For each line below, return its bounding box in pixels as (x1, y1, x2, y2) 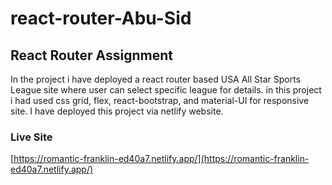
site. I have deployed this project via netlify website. (10, 105, 224, 117)
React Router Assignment (10, 47, 173, 64)
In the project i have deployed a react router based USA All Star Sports (10, 73, 302, 85)
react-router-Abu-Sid (10, 7, 192, 30)
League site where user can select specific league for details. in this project (10, 84, 322, 96)
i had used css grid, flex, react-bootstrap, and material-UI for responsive (10, 95, 310, 106)
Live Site (10, 130, 53, 144)
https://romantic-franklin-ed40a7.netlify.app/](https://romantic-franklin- (13, 153, 310, 165)
